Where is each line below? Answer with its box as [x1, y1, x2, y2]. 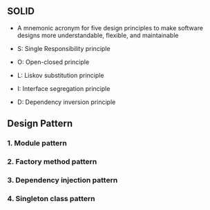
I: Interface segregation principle [17, 84, 111, 92]
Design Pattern [7, 118, 73, 129]
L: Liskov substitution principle [17, 71, 104, 79]
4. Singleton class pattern [7, 193, 95, 203]
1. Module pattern [7, 138, 68, 148]
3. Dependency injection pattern [7, 175, 118, 185]
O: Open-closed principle [17, 58, 90, 66]
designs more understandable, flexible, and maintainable [17, 31, 179, 39]
